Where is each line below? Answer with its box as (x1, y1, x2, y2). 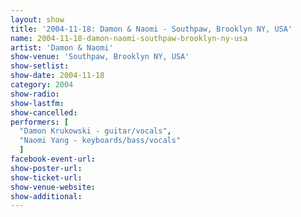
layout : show (10, 14, 65, 25)
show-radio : (10, 89, 60, 99)
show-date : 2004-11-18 (10, 71, 105, 81)
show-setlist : (10, 61, 70, 71)
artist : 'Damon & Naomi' (10, 42, 114, 53)
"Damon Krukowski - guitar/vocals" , (19, 126, 172, 136)
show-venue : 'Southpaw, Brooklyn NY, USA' (10, 52, 190, 62)
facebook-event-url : (10, 154, 97, 164)
